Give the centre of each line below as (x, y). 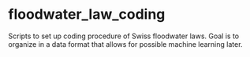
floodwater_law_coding (87, 14)
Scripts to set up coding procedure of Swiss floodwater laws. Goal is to (123, 36)
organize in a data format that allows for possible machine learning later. (125, 44)
